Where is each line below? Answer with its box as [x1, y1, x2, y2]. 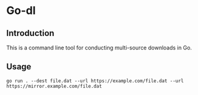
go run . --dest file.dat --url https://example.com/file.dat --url [6, 77, 184, 84]
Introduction [6, 28, 55, 38]
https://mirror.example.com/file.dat [6, 83, 102, 89]
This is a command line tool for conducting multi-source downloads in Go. [6, 44, 192, 51]
